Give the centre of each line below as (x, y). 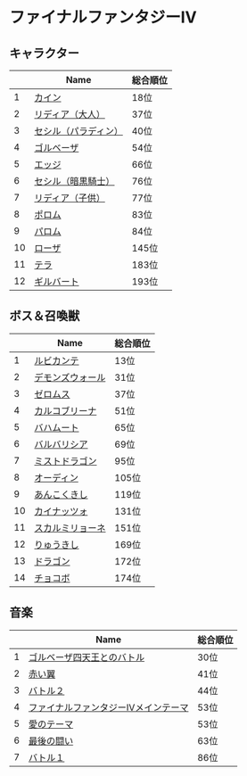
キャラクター (45, 53)
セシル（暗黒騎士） (74, 181)
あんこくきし (61, 494)
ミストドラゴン (66, 461)
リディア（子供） (70, 198)
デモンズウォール (70, 377)
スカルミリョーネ (70, 528)
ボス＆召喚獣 (45, 316)
